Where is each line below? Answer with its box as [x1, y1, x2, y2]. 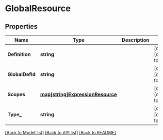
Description [121, 37, 149, 43]
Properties [5, 22, 38, 31]
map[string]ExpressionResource [40, 91, 117, 98]
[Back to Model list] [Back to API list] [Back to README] [5, 130, 116, 135]
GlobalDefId [7, 71, 36, 78]
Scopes [7, 91, 26, 98]
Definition [7, 51, 31, 57]
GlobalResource [5, 3, 71, 14]
